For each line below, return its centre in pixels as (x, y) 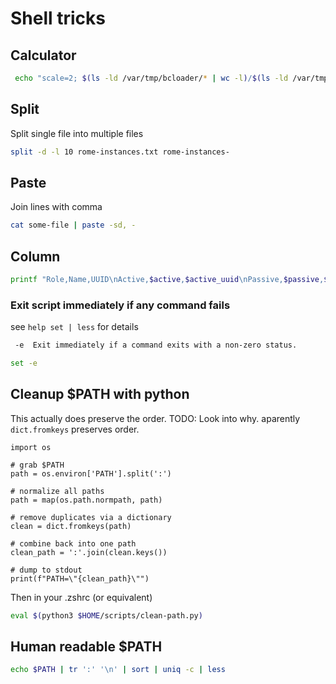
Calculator (43, 55)
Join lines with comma (56, 207)
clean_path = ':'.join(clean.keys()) (89, 552)
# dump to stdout (46, 570)
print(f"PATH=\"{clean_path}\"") (80, 578)
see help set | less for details (74, 327)
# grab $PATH (37, 465)
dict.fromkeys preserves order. (75, 429)
